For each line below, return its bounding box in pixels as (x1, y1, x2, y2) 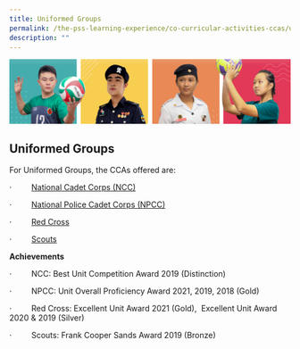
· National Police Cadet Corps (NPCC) (9, 199, 166, 210)
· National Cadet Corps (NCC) (9, 182, 137, 193)
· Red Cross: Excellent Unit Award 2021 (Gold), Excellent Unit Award (9, 303, 278, 314)
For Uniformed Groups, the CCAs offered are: (9, 165, 176, 176)
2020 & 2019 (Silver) (9, 312, 85, 323)
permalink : (9, 23, 50, 33)
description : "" (9, 33, 70, 42)
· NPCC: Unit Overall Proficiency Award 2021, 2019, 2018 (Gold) (9, 286, 260, 296)
